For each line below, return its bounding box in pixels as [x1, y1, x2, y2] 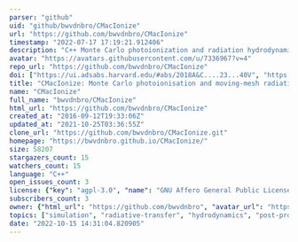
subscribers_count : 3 [9, 194, 90, 204]
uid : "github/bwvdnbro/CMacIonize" [9, 21, 141, 30]
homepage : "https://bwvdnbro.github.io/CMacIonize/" [9, 137, 208, 145]
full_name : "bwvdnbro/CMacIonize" [9, 95, 137, 105]
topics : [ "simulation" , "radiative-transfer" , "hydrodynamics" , [9, 210, 252, 220]
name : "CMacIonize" [9, 87, 82, 96]
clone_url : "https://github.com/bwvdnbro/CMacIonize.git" [9, 129, 228, 137]
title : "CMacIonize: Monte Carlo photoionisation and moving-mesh [9, 79, 260, 88]
